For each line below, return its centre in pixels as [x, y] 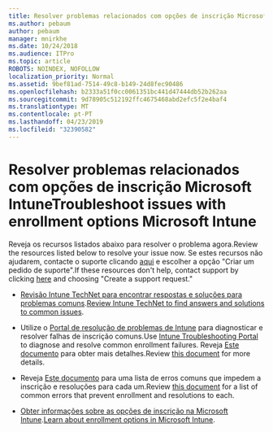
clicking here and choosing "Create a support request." [101, 278]
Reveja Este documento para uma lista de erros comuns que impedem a [141, 377]
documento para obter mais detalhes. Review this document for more [135, 353]
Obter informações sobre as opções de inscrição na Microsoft [124, 411]
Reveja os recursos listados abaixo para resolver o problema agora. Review [133, 244]
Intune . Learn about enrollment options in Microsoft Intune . [117, 419]
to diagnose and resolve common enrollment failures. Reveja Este [130, 345]
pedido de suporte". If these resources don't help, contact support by [123, 270]
